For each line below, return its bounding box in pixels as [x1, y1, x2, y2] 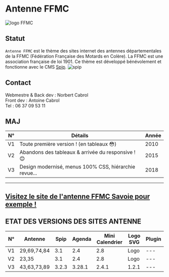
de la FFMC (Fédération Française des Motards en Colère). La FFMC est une [5, 53, 163, 59]
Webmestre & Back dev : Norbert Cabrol [5, 92, 89, 98]
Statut [5, 34, 25, 43]
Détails [71, 132, 89, 139]
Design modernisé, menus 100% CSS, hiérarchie [19, 163, 136, 171]
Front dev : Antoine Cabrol [5, 97, 60, 103]
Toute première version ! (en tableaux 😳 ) [19, 141, 117, 148]
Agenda [72, 235, 92, 242]
